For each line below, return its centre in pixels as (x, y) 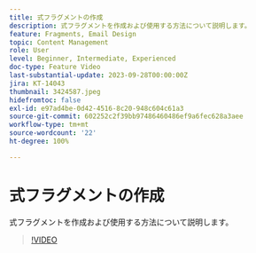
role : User (29, 51)
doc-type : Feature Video (55, 67)
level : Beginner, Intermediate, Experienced (93, 59)
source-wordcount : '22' (53, 133)
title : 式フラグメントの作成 (56, 17)
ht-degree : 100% (39, 141)
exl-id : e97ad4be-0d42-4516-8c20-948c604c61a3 (97, 108)
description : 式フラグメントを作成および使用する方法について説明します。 (130, 26)
